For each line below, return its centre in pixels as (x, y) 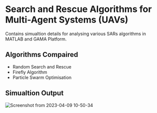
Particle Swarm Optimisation (42, 77)
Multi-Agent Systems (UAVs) (67, 20)
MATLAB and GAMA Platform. (36, 39)
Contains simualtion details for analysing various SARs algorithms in (75, 33)
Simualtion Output (34, 93)
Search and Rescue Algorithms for (78, 9)
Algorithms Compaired (42, 55)
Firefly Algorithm (30, 72)
